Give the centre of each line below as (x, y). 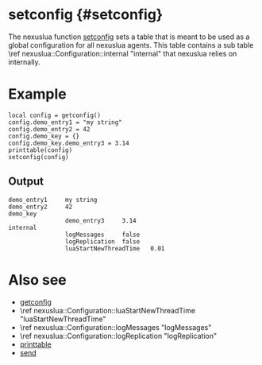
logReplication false (102, 241)
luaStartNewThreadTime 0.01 (115, 248)
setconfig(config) (39, 157)
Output (26, 182)
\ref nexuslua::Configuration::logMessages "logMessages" (116, 327)
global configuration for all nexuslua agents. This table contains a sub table (131, 45)
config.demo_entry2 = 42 (49, 129)
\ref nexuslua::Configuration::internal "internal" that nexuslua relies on (123, 53)
